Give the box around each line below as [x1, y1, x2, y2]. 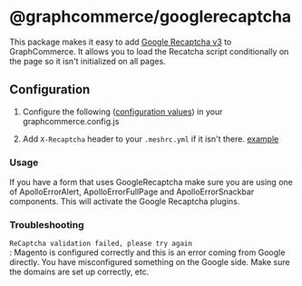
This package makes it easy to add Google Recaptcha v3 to [9, 36, 232, 47]
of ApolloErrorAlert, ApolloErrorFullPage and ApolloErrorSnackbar [9, 186, 255, 197]
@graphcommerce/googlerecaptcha [9, 6, 292, 27]
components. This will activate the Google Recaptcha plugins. [9, 196, 240, 207]
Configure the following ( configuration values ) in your [22, 106, 223, 117]
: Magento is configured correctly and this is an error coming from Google [9, 247, 286, 258]
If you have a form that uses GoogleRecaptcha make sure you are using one [9, 177, 293, 188]
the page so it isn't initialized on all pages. [9, 55, 166, 66]
